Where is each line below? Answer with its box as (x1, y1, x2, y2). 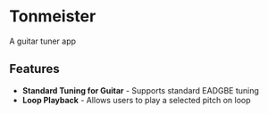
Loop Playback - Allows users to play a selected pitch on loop (21, 94, 252, 105)
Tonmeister (9, 6, 96, 27)
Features (9, 61, 60, 77)
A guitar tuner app (9, 36, 77, 46)
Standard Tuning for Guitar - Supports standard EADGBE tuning (21, 85, 259, 95)
